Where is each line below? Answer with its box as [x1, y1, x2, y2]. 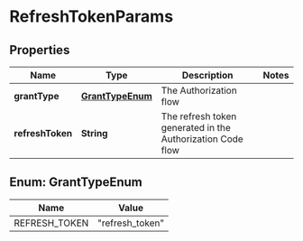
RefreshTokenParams [9, 6, 174, 27]
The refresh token [161, 110, 237, 123]
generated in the [161, 122, 232, 134]
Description [181, 70, 234, 81]
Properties [9, 42, 70, 58]
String [80, 127, 108, 139]
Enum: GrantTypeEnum [9, 174, 142, 190]
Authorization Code [161, 133, 243, 145]
